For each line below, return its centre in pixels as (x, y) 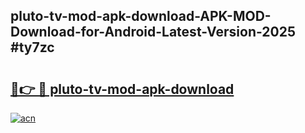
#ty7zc (32, 47)
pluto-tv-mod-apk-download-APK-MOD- (141, 16)
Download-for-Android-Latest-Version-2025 (153, 32)
